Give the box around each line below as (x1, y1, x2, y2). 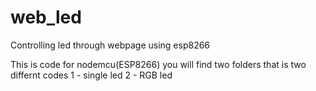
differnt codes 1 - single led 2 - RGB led (10, 69, 173, 81)
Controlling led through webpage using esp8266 (10, 39, 211, 51)
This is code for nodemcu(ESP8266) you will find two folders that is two (10, 58, 307, 70)
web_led (10, 6, 82, 29)
